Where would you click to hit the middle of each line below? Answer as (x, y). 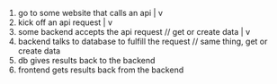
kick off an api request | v (65, 22)
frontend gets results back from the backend (101, 70)
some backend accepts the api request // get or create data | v (134, 32)
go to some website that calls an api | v (90, 13)
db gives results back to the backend (86, 60)
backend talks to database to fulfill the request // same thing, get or (143, 41)
